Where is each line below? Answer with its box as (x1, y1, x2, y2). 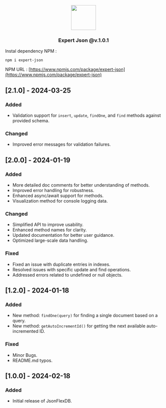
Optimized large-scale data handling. (12, 237, 88, 243)
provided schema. (12, 117, 50, 123)
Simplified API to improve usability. (12, 221, 83, 228)
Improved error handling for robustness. (12, 187, 94, 193)
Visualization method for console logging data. (12, 198, 108, 204)
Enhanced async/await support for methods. (12, 193, 104, 199)
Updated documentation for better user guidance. (12, 232, 115, 238)
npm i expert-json (5, 58, 43, 63)
